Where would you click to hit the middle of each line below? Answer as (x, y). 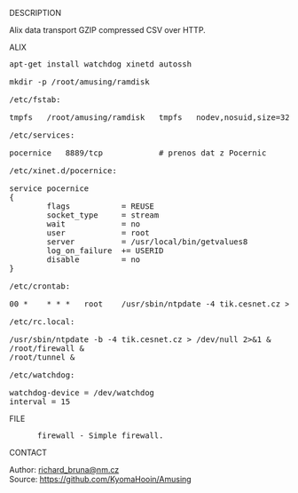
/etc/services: (42, 135)
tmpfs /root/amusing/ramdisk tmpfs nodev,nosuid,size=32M (152, 118)
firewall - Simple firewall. (100, 436)
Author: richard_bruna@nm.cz (64, 469)
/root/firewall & (47, 349)
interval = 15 (40, 402)
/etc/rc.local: (42, 322)
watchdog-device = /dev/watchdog (82, 393)
